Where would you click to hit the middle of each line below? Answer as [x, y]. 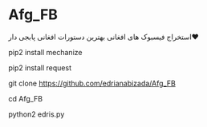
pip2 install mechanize [45, 52]
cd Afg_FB [25, 98]
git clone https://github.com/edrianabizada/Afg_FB [92, 83]
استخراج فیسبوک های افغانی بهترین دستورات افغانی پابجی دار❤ [103, 37]
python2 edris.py [37, 114]
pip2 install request [40, 67]
